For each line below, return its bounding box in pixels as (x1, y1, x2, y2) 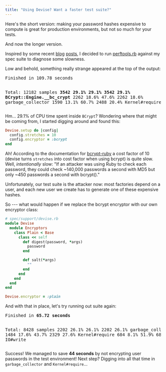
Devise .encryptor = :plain (5, 294, 61, 299)
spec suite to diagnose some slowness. (5, 56, 85, 62)
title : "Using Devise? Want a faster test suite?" (5, 7, 112, 12)
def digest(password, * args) (23, 239, 83, 245)
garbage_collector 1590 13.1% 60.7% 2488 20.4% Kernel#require (5, 99, 162, 105)
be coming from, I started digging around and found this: (5, 118, 121, 124)
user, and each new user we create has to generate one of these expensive (5, 186, 159, 192)
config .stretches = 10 (9, 132, 56, 137)
